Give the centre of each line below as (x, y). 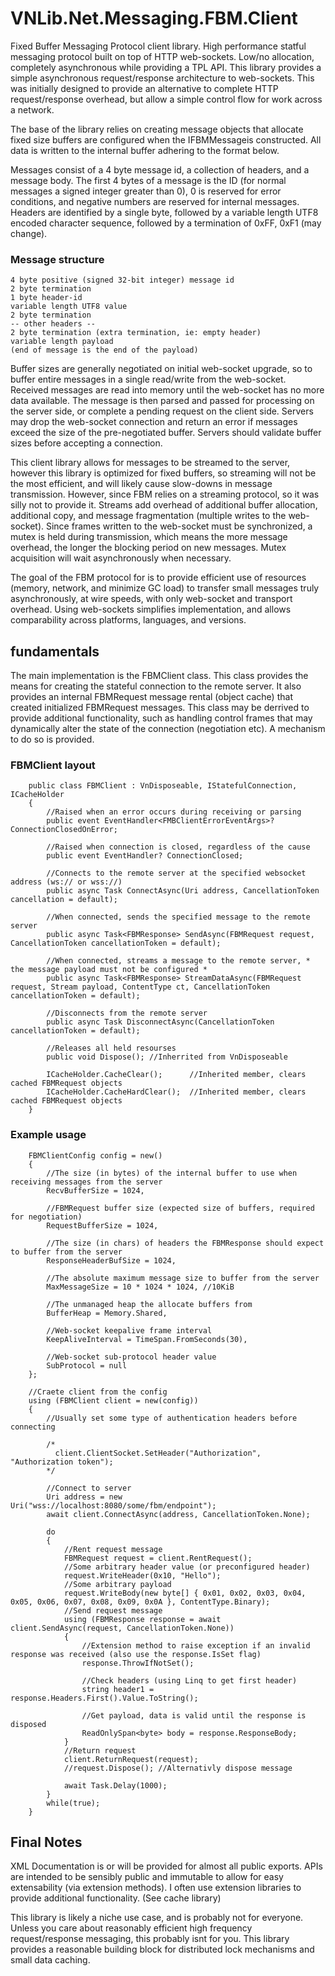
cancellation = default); (64, 900)
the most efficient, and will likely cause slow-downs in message (141, 484)
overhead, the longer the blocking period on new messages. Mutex (148, 548)
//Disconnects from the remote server (127, 1013)
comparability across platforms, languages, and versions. (128, 620)
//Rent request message (113, 1549)
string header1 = (118, 1689)
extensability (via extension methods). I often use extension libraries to (156, 1888)
